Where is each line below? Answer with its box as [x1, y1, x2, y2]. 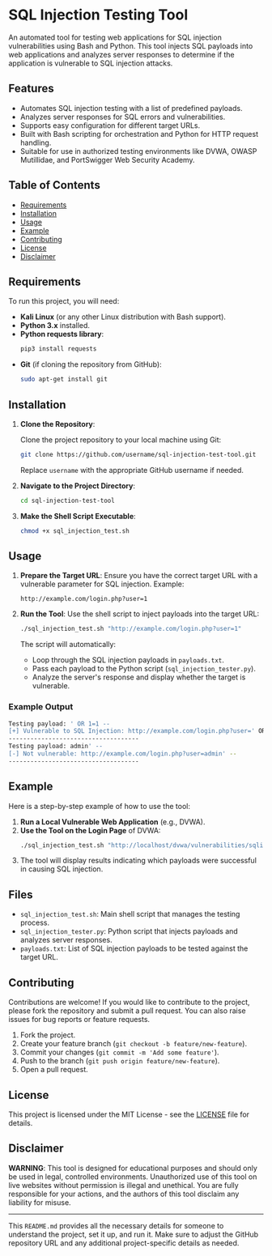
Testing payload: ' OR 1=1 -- [8, 719, 111, 728]
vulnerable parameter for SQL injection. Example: [19, 579, 185, 589]
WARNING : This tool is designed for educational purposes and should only [8, 1163, 257, 1173]
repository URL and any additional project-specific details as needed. [8, 1237, 240, 1248]
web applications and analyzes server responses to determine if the [8, 49, 235, 59]
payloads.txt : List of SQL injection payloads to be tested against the [19, 943, 249, 953]
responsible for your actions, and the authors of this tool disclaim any [8, 1189, 240, 1199]
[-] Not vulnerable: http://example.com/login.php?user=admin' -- [8, 750, 237, 758]
